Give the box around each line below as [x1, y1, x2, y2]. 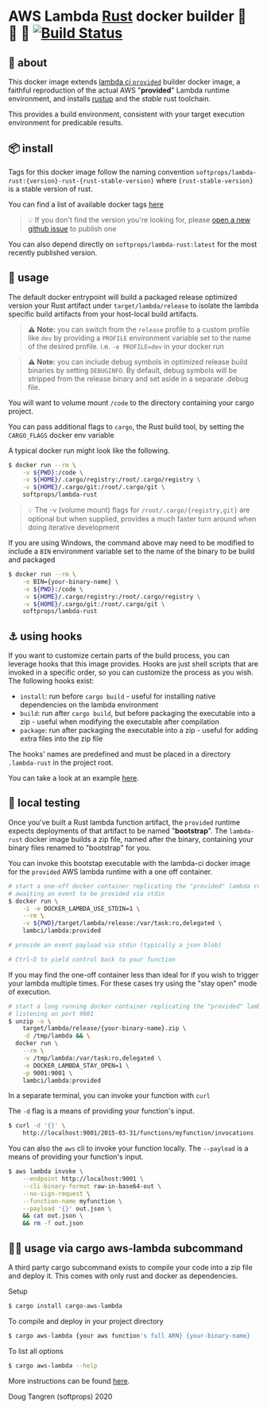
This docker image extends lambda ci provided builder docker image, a [8, 77, 241, 86]
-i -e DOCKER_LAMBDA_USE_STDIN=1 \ [22, 904, 141, 912]
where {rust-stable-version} [156, 175, 253, 185]
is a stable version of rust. [8, 183, 93, 194]
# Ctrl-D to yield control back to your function [8, 955, 176, 963]
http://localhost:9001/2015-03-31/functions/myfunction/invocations [22, 1129, 254, 1137]
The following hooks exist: [8, 676, 95, 686]
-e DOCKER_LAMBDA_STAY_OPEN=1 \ [22, 1061, 130, 1069]
